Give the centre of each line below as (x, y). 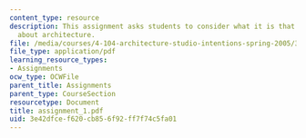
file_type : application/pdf (63, 52)
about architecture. (56, 34)
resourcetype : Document (55, 102)
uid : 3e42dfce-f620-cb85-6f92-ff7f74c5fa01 (93, 119)
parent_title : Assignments (61, 85)
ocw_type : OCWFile (44, 77)
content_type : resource (55, 18)
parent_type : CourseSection (63, 94)
